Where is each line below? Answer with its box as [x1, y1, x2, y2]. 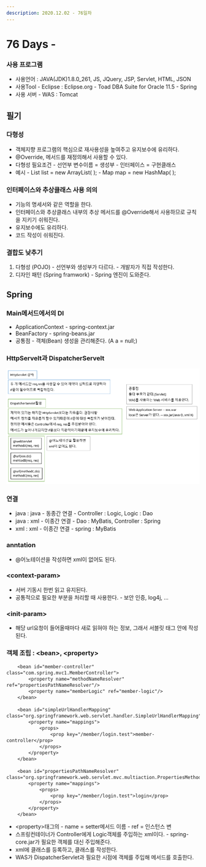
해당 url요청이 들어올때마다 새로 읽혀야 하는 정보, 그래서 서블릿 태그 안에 [15, 624, 187, 631]
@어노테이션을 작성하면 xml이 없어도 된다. [15, 555, 116, 563]
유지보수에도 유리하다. [15, 224, 69, 231]
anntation [6, 541, 36, 550]
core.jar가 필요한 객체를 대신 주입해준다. [15, 838, 112, 845]
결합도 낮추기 [6, 248, 43, 257]
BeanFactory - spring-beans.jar [15, 330, 95, 338]
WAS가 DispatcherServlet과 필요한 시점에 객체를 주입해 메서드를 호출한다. [15, 853, 194, 861]
